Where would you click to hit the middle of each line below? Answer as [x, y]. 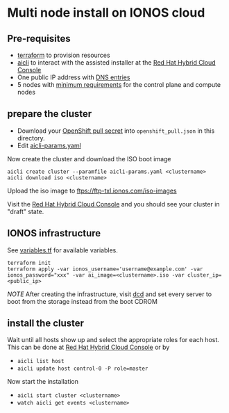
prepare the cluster [50, 114]
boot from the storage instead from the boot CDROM [83, 301]
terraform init [29, 263]
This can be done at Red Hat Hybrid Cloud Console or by [88, 347]
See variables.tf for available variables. [62, 250]
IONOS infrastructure [54, 233]
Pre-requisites [39, 39]
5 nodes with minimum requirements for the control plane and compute [119, 84]
